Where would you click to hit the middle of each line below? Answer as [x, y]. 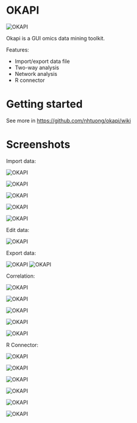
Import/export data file [42, 61]
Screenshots [38, 144]
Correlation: [21, 276]
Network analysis [36, 74]
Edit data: [18, 230]
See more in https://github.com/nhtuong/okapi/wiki [69, 120]
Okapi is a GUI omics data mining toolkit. [55, 38]
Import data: [21, 161]
